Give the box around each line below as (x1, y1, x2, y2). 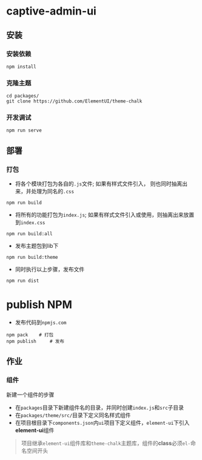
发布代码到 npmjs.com (15, 319, 67, 326)
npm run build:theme (6, 255, 59, 261)
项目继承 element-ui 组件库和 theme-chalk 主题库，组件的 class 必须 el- (21, 439, 191, 447)
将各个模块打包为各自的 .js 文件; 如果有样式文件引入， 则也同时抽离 (15, 180, 183, 187)
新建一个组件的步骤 (6, 391, 55, 398)
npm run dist (6, 278, 39, 284)
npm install (6, 64, 36, 70)
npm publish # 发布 (6, 338, 65, 345)
